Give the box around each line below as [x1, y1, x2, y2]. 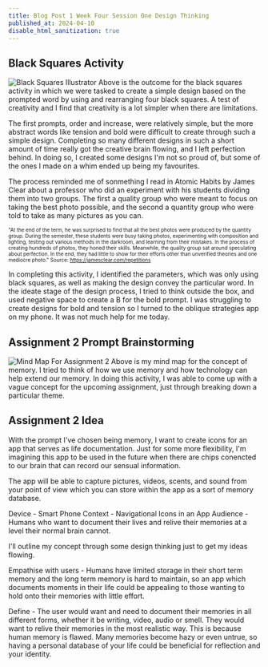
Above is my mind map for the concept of [110, 357, 248, 366]
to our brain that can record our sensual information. [8, 460, 182, 470]
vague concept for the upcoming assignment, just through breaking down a [8, 382, 258, 391]
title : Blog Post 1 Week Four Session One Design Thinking [8, 11, 210, 20]
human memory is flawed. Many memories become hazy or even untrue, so [8, 632, 258, 641]
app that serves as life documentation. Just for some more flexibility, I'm [8, 443, 246, 453]
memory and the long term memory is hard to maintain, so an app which [8, 574, 246, 584]
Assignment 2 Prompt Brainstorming [8, 335, 194, 349]
